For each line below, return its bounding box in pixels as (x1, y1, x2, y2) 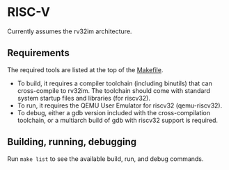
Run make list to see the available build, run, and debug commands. (7, 154, 204, 163)
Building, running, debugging (7, 136, 137, 148)
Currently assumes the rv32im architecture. (7, 27, 132, 35)
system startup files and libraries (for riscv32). (17, 94, 151, 102)
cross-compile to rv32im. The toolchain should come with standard (17, 86, 211, 94)
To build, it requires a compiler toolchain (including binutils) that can (17, 79, 212, 87)
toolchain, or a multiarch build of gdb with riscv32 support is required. (17, 116, 218, 124)
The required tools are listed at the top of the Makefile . (7, 65, 164, 74)
